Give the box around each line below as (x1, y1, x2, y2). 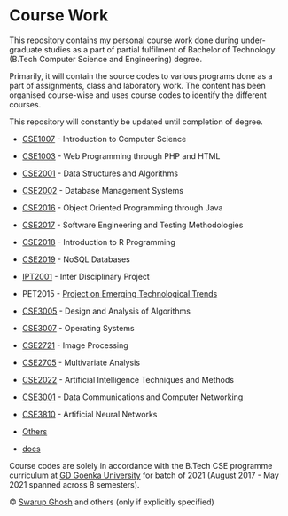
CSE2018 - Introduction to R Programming (21, 236, 175, 247)
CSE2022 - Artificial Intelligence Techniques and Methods (21, 374, 235, 385)
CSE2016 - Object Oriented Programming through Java (21, 202, 223, 213)
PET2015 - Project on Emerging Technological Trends (21, 288, 218, 298)
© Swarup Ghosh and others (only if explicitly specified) (9, 496, 214, 507)
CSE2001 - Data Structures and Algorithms (21, 168, 179, 179)
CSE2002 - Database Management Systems (21, 185, 184, 195)
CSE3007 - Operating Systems (21, 322, 135, 333)
